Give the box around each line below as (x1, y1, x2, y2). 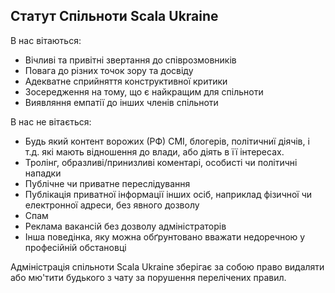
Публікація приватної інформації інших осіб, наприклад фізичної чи (24, 188, 313, 200)
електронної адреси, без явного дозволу (24, 199, 200, 211)
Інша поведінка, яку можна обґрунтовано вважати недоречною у (24, 230, 306, 243)
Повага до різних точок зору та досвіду (24, 64, 194, 76)
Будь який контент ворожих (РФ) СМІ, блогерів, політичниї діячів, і (24, 135, 310, 147)
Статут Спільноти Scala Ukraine (10, 8, 219, 25)
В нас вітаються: (10, 34, 82, 46)
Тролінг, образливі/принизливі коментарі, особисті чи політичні (24, 156, 298, 168)
